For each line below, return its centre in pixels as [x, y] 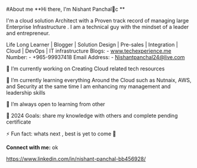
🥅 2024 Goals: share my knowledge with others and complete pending [92, 116]
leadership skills [26, 93]
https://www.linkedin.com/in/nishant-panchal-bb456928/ [76, 159]
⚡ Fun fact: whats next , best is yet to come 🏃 [61, 134]
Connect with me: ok [32, 147]
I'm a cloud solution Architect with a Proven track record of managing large [98, 20]
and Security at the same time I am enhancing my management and [88, 86]
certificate [19, 122]
